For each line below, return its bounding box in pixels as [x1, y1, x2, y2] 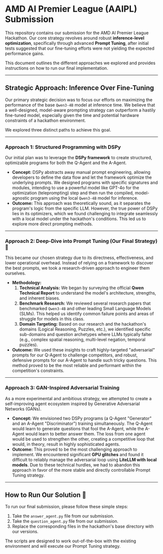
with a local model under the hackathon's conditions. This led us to [12, 216, 147, 222]
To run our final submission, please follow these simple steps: [5, 504, 129, 510]
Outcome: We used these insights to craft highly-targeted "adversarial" [12, 347, 155, 353]
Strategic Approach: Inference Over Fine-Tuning [5, 84, 154, 92]
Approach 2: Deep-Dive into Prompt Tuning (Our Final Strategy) [5, 238, 158, 244]
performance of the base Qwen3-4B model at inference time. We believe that [5, 102, 155, 108]
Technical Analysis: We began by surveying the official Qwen [19, 285, 144, 291]
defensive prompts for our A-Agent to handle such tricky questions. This [12, 357, 157, 363]
